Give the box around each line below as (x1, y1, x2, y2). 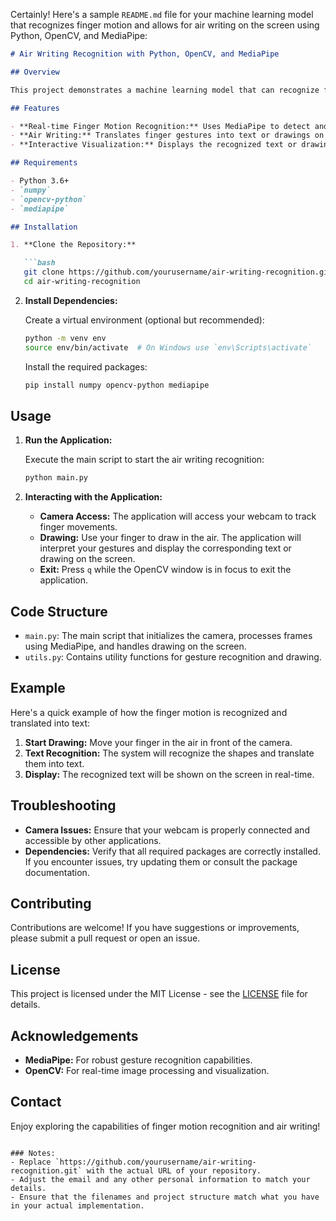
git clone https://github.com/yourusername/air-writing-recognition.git (23, 267, 333, 278)
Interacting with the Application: (24, 491, 163, 503)
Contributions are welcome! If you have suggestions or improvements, (10, 922, 300, 934)
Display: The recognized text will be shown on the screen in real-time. (24, 768, 315, 780)
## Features (10, 103, 60, 113)
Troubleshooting (10, 797, 117, 814)
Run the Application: (24, 434, 113, 446)
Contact (10, 1094, 62, 1111)
